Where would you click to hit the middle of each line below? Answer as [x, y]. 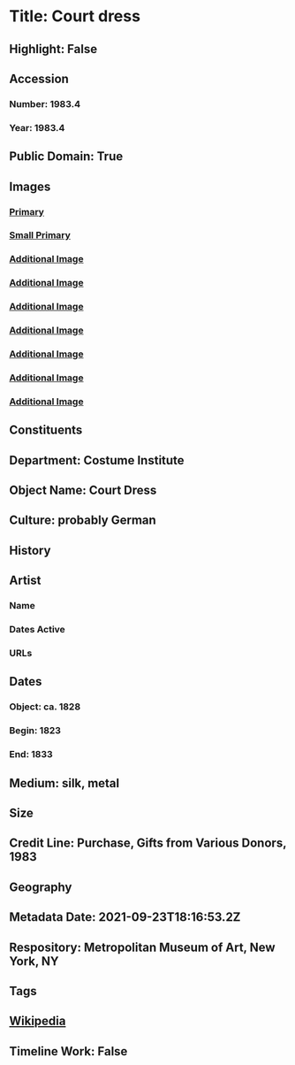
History [30, 550]
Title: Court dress [75, 16]
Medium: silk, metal [64, 783]
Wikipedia [38, 1021]
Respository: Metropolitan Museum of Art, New [142, 947]
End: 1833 [31, 755]
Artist [25, 581]
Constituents [46, 430]
